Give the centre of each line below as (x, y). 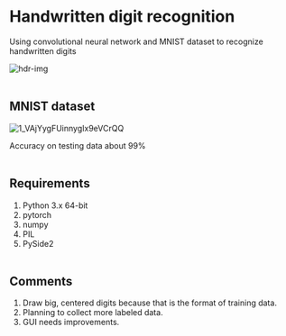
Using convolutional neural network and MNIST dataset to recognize (136, 41)
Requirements (50, 183)
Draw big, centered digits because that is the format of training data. (150, 303)
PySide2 (38, 243)
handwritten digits (43, 50)
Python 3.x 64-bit (55, 205)
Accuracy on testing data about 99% (78, 145)
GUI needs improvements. (71, 322)
